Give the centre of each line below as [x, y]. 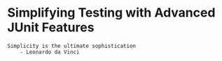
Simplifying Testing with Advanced [111, 13]
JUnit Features [51, 27]
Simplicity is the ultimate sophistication [72, 46]
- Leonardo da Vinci [50, 52]
